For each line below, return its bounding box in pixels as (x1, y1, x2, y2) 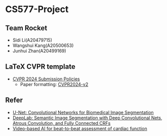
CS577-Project (5, 4, 69, 15)
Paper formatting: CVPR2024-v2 (20, 81, 89, 87)
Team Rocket (5, 24, 48, 32)
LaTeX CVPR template (5, 62, 76, 71)
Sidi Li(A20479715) (12, 37, 52, 43)
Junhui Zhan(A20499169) (12, 48, 67, 54)
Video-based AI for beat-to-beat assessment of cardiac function (12, 125, 148, 131)
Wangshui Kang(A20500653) (12, 42, 74, 49)
